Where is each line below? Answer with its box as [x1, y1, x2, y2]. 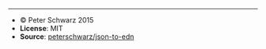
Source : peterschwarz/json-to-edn [19, 32, 135, 41]
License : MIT [19, 24, 63, 33]
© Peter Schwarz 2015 [19, 16, 94, 24]
